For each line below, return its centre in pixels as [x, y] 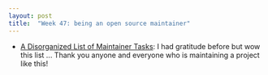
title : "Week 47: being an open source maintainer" [99, 23]
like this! [34, 63]
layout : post [30, 16]
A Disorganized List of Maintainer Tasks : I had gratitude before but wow [140, 46]
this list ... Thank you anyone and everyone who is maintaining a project [140, 55]
